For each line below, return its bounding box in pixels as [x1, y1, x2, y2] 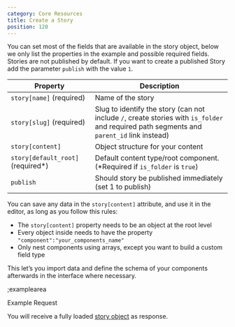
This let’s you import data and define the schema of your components [7, 264, 208, 272]
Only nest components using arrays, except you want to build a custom [17, 243, 223, 252]
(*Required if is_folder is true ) [94, 162, 199, 172]
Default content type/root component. [94, 153, 220, 163]
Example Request [7, 298, 58, 307]
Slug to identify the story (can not [94, 104, 205, 114]
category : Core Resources [7, 10, 83, 17]
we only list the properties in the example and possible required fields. [7, 50, 210, 58]
